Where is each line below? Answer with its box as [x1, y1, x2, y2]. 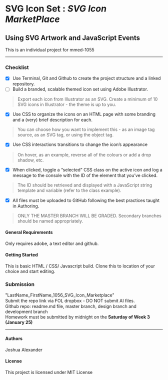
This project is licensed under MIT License [5, 369, 93, 375]
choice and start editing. [5, 268, 55, 274]
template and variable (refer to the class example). [17, 187, 121, 193]
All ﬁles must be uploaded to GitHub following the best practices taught [12, 197, 160, 203]
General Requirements [5, 229, 53, 235]
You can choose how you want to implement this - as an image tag [17, 126, 155, 132]
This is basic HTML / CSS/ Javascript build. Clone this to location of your [5, 263, 155, 269]
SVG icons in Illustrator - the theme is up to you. [17, 101, 116, 107]
